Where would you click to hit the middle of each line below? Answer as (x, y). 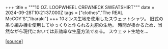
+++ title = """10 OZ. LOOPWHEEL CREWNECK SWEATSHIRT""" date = (80, 7)
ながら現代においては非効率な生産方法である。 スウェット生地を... (79, 31)
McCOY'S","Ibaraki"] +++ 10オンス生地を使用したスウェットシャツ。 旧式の (85, 19)
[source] (14, 41)
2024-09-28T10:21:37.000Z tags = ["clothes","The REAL (64, 13)
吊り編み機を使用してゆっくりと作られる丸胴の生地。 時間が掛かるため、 (82, 25)
